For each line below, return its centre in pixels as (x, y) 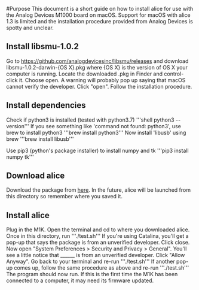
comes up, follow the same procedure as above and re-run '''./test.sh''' (102, 268)
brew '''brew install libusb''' (40, 139)
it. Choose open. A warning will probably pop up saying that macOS (102, 80)
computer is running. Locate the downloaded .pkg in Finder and (85, 74)
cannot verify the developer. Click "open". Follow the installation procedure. (99, 86)
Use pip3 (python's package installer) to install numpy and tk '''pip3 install (98, 150)
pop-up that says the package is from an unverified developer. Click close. (98, 243)
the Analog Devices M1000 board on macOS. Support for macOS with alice (98, 15)
